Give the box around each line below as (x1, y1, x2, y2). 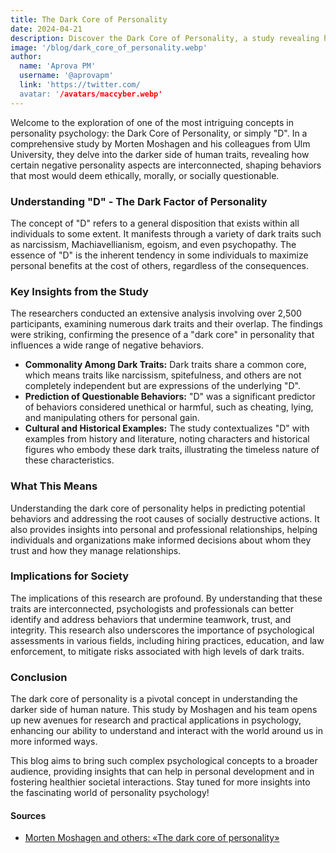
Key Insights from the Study (10, 284, 149, 298)
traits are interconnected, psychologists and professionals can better (10, 602, 294, 615)
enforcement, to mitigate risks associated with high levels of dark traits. (10, 645, 305, 657)
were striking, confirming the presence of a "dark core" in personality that (10, 329, 315, 341)
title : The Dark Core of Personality (10, 14, 168, 25)
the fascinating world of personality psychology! (10, 787, 210, 799)
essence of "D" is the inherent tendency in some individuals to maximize (10, 249, 309, 261)
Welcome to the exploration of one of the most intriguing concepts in (10, 116, 294, 128)
